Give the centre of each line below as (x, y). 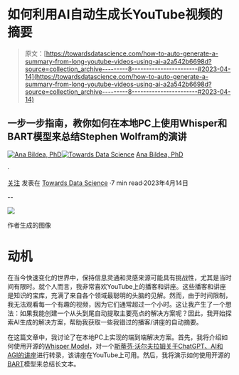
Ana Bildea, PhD (160, 154)
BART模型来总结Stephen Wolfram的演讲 (97, 137)
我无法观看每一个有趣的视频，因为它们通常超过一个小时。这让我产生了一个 (116, 304)
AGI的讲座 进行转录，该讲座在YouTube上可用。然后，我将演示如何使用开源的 (119, 355)
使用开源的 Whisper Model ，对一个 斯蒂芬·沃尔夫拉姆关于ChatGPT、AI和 (118, 346)
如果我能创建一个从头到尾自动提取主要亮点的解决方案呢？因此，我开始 (122, 313)
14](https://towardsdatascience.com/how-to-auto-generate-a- (116, 76)
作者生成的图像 (29, 225)
